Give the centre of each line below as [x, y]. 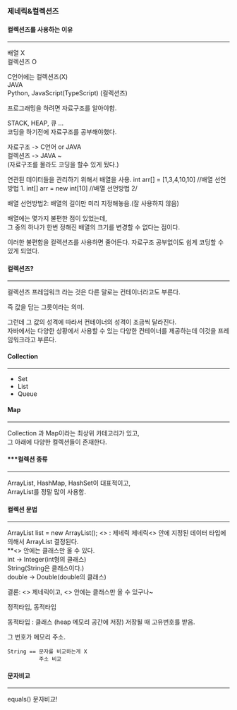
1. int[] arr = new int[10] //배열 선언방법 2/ [79, 188]
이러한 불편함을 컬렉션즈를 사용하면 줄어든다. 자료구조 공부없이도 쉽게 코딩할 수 [116, 242]
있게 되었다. [24, 251]
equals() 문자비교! [32, 699]
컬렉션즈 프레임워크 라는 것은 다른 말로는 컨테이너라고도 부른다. [94, 292]
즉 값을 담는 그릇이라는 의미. [46, 307]
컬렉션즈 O [22, 62]
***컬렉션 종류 [28, 459]
